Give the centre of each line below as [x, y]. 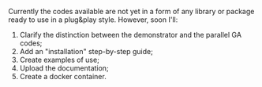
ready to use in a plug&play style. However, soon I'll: [93, 20]
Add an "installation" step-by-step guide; [86, 51]
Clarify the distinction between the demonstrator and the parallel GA [131, 35]
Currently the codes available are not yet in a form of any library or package [131, 11]
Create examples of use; [60, 60]
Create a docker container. [63, 76]
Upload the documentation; [64, 68]
